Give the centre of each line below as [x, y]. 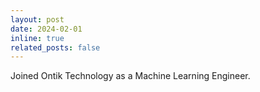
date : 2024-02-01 [46, 29]
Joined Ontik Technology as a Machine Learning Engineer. [130, 76]
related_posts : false [55, 47]
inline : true [37, 38]
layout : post [37, 19]
